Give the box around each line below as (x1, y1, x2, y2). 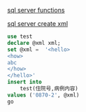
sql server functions (7, 6, 65, 14)
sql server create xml (7, 20, 69, 27)
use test (7, 33, 33, 40)
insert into (7, 78, 42, 86)
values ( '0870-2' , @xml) (7, 91, 80, 99)
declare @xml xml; (7, 39, 61, 46)
